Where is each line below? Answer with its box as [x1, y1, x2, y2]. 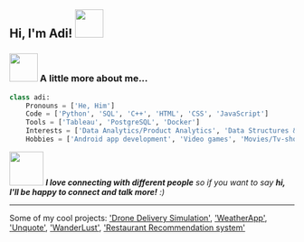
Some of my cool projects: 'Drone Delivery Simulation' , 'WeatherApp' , [9, 212, 268, 223]
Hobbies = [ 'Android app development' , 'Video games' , [25, 135, 237, 144]
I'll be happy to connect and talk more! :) [9, 186, 166, 197]
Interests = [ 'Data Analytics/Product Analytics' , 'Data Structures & [25, 126, 298, 135]
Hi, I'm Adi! [9, 26, 73, 42]
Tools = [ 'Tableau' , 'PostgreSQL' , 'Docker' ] [25, 118, 201, 127]
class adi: [9, 92, 51, 102]
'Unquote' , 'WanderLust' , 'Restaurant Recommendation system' [9, 222, 246, 233]
